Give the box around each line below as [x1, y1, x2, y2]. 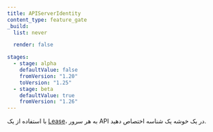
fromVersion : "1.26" [19, 98, 78, 105]
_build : [7, 23, 29, 29]
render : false [13, 42, 53, 49]
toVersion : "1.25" [19, 79, 72, 86]
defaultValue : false [19, 66, 78, 73]
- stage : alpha [13, 60, 57, 67]
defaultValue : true [19, 92, 75, 99]
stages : [7, 54, 29, 61]
